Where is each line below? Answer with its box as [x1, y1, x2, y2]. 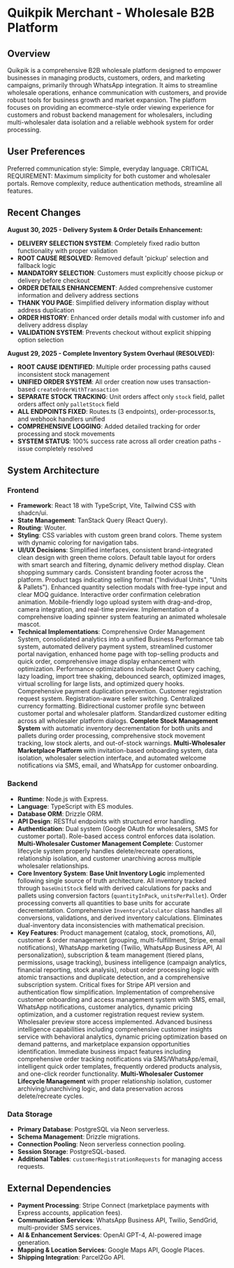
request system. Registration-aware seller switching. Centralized [17, 694, 204, 703]
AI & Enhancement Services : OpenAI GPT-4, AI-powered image [17, 1230, 203, 1239]
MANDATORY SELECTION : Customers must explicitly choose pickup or [17, 268, 224, 277]
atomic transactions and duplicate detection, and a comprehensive [17, 973, 210, 981]
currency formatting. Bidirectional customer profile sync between [17, 702, 206, 710]
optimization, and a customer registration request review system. [17, 1010, 205, 1018]
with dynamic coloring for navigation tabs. [17, 538, 139, 547]
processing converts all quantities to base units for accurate [17, 898, 191, 907]
